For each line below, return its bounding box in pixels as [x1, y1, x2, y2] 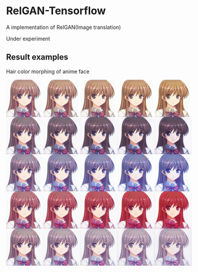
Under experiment [6, 35, 50, 42]
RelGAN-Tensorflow [6, 4, 106, 18]
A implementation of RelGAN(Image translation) [6, 24, 121, 31]
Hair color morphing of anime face [6, 68, 90, 75]
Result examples [6, 52, 69, 63]
